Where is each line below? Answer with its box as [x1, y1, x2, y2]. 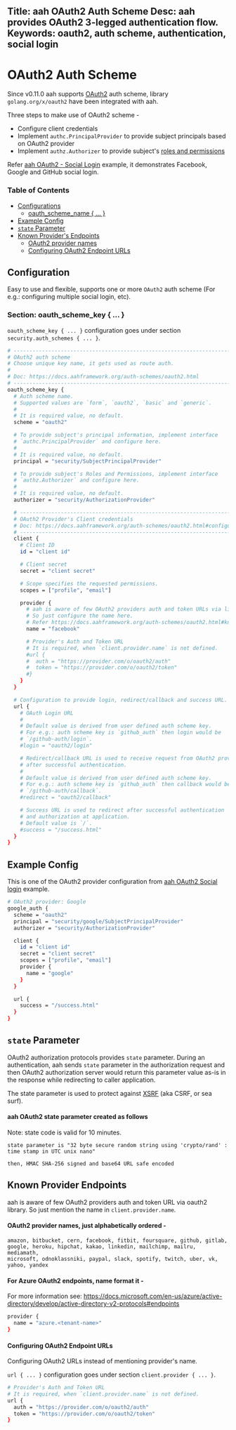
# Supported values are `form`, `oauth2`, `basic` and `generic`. [13, 399, 212, 406]
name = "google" [25, 969, 74, 976]
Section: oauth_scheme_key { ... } [7, 310, 125, 320]
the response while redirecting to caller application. [7, 1075, 156, 1084]
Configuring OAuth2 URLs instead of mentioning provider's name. [7, 1357, 198, 1365]
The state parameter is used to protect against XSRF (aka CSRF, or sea [7, 1089, 212, 1097]
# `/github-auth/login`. [20, 736, 93, 743]
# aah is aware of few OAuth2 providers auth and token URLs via [25, 606, 221, 613]
